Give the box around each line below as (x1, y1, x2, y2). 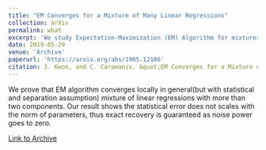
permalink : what (8, 26, 62, 34)
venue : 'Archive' (8, 48, 66, 56)
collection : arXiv (8, 19, 69, 27)
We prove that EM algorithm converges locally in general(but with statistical (8, 84, 255, 94)
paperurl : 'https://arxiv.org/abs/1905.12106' (8, 56, 165, 64)
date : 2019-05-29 (8, 41, 66, 49)
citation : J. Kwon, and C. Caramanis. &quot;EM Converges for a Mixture (8, 63, 253, 71)
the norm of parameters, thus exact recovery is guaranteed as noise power (8, 110, 253, 119)
